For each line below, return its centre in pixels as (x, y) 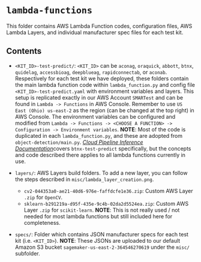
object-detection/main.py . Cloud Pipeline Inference (79, 142)
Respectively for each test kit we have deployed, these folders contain (102, 78)
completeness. (42, 222)
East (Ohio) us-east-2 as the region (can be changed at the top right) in (105, 110)
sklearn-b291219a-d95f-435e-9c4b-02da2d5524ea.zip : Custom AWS (106, 203)
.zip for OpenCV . (43, 197)
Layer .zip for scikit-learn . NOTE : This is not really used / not (102, 210)
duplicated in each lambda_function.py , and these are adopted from (99, 135)
